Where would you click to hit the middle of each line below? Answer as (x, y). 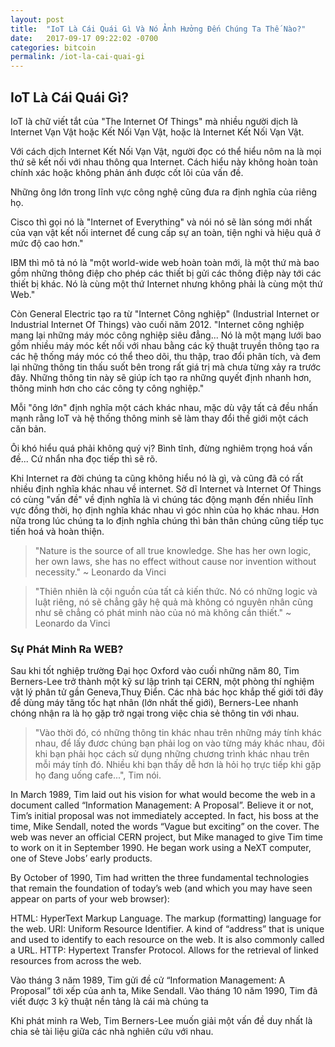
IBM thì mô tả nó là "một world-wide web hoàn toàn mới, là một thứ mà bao (165, 262)
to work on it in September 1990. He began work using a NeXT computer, (161, 848)
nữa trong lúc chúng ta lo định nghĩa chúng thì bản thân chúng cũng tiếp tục (167, 520)
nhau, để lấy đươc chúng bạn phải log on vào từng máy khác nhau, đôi (179, 743)
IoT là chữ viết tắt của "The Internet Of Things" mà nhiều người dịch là (154, 121)
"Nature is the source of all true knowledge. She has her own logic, (173, 550)
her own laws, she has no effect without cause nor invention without (175, 561)
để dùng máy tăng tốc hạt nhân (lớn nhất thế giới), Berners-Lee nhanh (154, 703)
